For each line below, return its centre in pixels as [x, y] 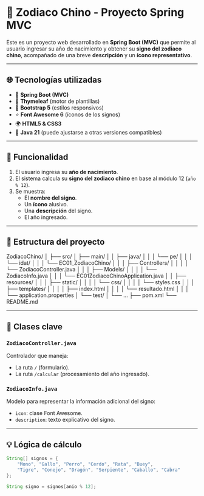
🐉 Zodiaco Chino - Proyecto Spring [95, 12]
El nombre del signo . [50, 198]
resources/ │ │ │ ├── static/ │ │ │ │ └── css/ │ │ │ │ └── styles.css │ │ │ [101, 282]
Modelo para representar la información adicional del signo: [81, 402]
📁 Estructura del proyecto [56, 242]
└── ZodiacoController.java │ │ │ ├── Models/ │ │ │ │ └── [81, 270]
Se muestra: [30, 191]
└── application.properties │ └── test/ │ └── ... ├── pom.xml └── [92, 295]
